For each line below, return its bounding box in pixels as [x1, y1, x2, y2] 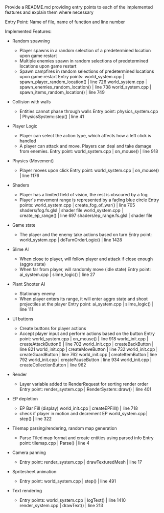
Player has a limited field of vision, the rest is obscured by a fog [19, 192, 148, 197]
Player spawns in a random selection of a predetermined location [19, 48, 151, 53]
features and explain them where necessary [5, 9, 94, 15]
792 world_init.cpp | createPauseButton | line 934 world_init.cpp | [19, 357, 152, 362]
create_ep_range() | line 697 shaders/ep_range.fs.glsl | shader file [19, 212, 153, 218]
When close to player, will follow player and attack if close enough [19, 256, 153, 262]
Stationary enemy [19, 291, 55, 297]
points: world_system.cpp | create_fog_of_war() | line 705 [19, 202, 136, 208]
